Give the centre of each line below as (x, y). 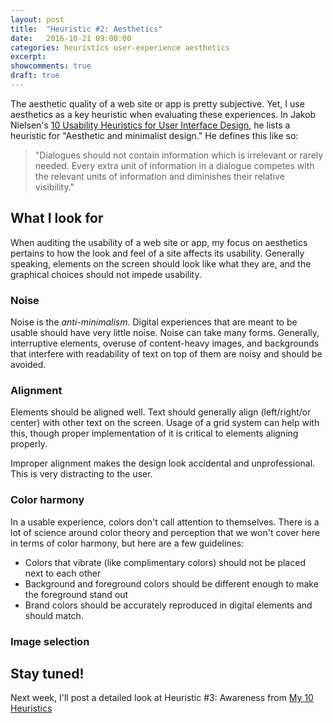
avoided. (28, 364)
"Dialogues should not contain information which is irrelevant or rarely (179, 155)
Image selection (50, 641)
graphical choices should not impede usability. (106, 274)
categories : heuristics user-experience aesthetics (120, 47)
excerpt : (28, 57)
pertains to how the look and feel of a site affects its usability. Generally (157, 253)
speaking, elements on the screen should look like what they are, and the (161, 263)
